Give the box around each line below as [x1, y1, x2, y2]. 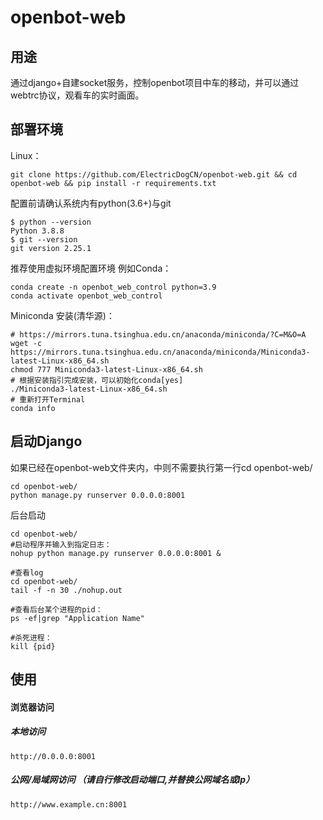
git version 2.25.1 [10, 243, 92, 253]
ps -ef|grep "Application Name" [10, 613, 145, 623]
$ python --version [10, 217, 92, 227]
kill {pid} [10, 641, 56, 651]
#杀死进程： [10, 632, 53, 643]
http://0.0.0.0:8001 [10, 751, 97, 761]
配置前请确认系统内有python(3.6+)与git [10, 197, 172, 209]
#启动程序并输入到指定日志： [10, 539, 112, 550]
